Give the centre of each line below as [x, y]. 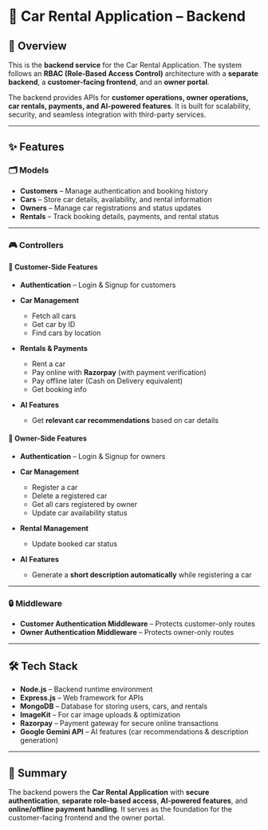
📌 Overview [37, 46]
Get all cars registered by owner [85, 505]
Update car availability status [79, 513]
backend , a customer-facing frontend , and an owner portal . [109, 82]
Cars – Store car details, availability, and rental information [116, 199]
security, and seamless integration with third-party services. [107, 114]
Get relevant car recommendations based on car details [125, 420]
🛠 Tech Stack [43, 666]
